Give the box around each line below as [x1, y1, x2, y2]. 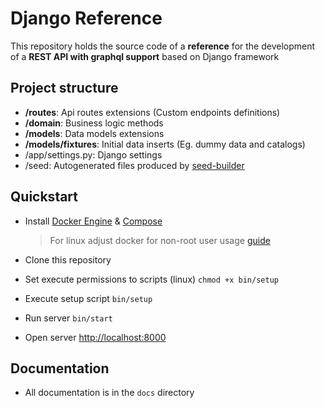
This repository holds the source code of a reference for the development [10, 40, 316, 52]
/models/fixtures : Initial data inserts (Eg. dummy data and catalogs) [24, 138, 306, 150]
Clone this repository [24, 253, 112, 266]
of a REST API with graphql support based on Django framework [10, 50, 280, 62]
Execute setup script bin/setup [24, 292, 153, 304]
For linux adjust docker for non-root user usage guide [49, 234, 271, 246]
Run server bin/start [24, 312, 113, 324]
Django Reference [10, 7, 163, 30]
